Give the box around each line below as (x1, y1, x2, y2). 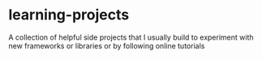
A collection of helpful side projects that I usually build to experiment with (8, 32, 254, 42)
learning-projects (8, 6, 130, 24)
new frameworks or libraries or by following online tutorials (8, 40, 205, 50)
